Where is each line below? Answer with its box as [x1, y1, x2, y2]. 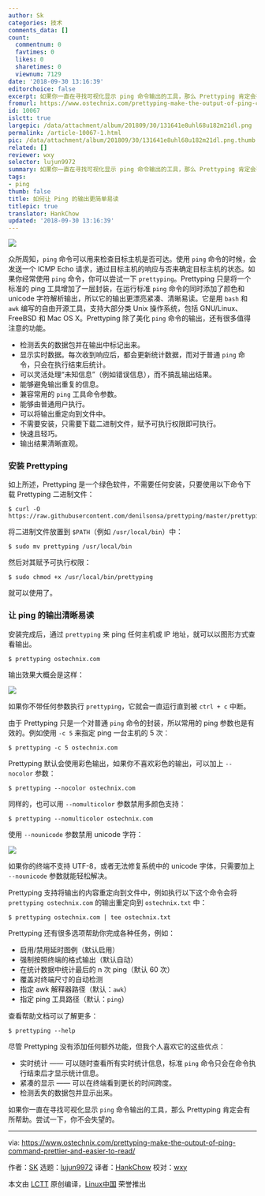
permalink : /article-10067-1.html [8, 129, 122, 136]
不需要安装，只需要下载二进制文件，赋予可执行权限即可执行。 [19, 419, 221, 428]
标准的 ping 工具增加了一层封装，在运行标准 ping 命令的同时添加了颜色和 [8, 284, 245, 293]
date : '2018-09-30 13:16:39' [8, 77, 104, 85]
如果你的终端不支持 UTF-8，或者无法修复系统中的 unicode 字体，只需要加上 [8, 861, 255, 870]
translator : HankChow [8, 210, 80, 218]
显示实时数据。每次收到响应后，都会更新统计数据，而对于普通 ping [19, 350, 237, 360]
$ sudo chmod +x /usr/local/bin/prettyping [8, 574, 154, 581]
